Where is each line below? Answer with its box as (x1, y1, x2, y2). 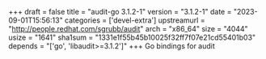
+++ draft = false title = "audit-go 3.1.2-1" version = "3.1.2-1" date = (8, 7, 232, 16)
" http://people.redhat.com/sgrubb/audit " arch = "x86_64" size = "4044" (8, 24, 248, 33)
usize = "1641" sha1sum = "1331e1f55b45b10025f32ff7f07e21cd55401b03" (8, 32, 256, 42)
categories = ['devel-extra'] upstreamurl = (64, 15, 205, 25)
